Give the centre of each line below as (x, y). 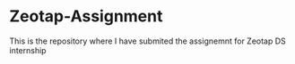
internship (28, 50)
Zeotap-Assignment (86, 16)
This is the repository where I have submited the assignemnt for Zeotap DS (148, 41)
